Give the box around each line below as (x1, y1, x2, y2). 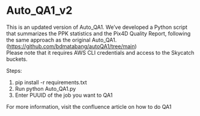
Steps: (6, 67, 22, 74)
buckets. (6, 55, 28, 63)
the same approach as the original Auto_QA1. (6, 36, 117, 43)
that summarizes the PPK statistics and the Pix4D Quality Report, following (6, 29, 191, 37)
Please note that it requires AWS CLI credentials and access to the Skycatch (6, 49, 195, 56)
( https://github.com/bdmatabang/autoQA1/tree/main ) (6, 43, 137, 50)
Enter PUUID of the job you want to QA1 (14, 91, 113, 99)
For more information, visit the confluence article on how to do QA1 (6, 103, 172, 110)
